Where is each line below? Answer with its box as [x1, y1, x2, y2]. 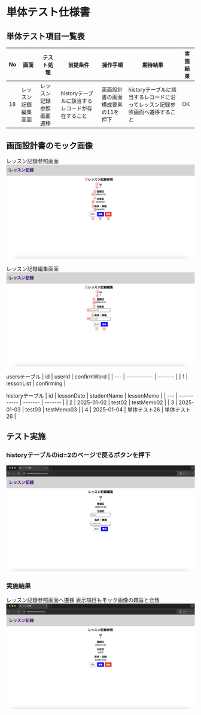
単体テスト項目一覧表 [6, 31, 85, 41]
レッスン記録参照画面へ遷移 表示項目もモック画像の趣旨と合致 [6, 596, 160, 604]
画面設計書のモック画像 [6, 140, 93, 150]
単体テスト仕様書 [6, 5, 91, 19]
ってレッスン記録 [128, 101, 170, 108]
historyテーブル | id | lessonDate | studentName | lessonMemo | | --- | [6, 392, 178, 399]
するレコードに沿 [133, 93, 176, 101]
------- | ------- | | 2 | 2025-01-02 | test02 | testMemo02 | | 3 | [23, 399, 178, 406]
